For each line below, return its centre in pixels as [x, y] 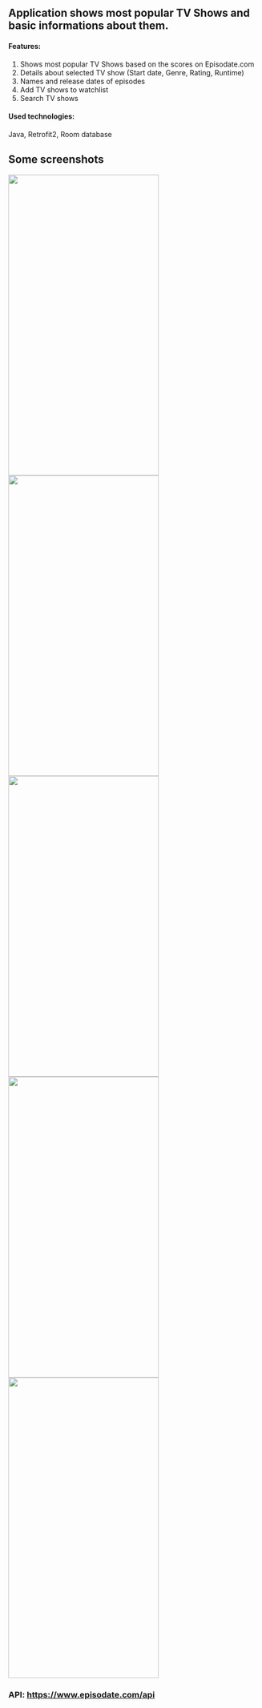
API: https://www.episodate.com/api [82, 1694]
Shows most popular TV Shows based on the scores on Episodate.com [137, 64]
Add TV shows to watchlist [64, 89]
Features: [25, 46]
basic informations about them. [89, 26]
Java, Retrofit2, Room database [60, 134]
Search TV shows [49, 98]
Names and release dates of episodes [83, 81]
